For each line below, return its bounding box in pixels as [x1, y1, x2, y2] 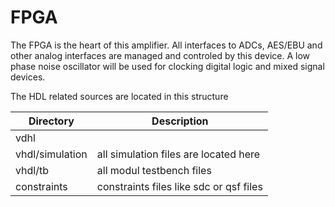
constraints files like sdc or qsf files [96, 179, 263, 193]
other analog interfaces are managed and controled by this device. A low [10, 49, 311, 61]
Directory [28, 114, 75, 128]
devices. [10, 71, 46, 83]
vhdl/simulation [15, 147, 88, 161]
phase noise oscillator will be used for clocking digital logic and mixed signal [10, 60, 325, 72]
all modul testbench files [96, 163, 212, 177]
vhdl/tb [15, 163, 49, 177]
